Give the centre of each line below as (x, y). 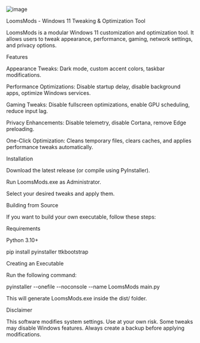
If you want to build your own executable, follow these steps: (81, 217)
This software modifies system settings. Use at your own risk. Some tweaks (100, 322)
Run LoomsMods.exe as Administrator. (54, 182)
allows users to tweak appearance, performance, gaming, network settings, (99, 39)
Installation (20, 159)
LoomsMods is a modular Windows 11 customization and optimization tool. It (100, 32)
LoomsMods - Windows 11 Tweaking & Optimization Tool (76, 21)
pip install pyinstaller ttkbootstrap (47, 252)
